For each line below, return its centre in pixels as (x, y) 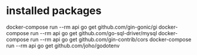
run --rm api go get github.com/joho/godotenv (63, 46)
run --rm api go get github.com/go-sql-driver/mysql (94, 33)
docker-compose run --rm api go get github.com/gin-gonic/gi (82, 27)
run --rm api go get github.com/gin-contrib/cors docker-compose (111, 39)
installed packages (54, 11)
